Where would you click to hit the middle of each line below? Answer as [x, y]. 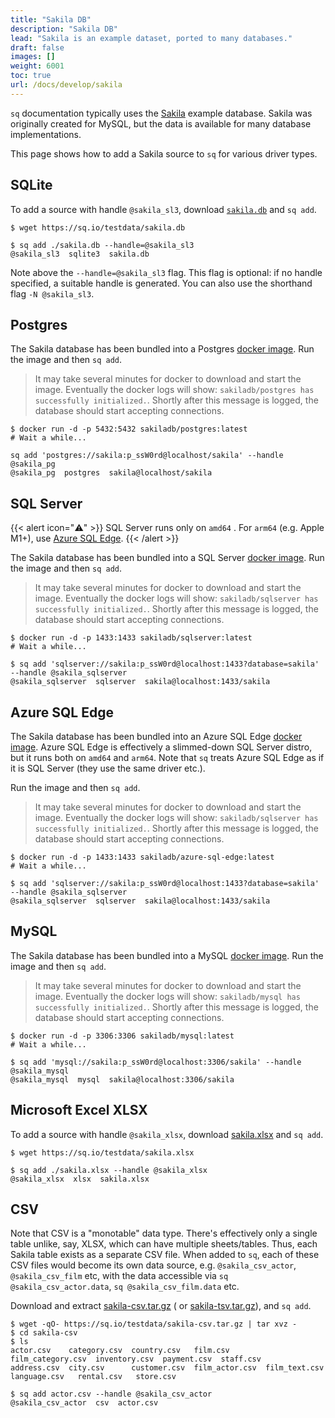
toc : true [31, 76]
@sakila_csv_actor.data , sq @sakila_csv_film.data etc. [125, 1287]
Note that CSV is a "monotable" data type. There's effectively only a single [164, 1233]
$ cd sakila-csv [44, 1333]
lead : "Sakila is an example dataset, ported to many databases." [151, 38]
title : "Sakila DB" [51, 19]
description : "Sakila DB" [64, 29]
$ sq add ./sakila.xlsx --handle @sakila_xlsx [109, 1170]
